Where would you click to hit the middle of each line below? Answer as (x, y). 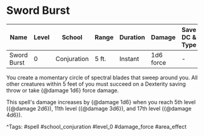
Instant (129, 59)
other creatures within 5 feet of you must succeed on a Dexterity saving (96, 84)
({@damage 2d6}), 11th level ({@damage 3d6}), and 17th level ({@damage (99, 108)
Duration (132, 37)
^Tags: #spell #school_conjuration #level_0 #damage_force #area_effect (97, 126)
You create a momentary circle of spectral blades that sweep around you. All (102, 77)
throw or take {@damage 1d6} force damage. (63, 90)
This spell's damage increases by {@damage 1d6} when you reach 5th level (101, 102)
